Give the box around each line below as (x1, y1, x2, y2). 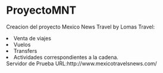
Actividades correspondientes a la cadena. (14, 53, 119, 61)
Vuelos (14, 41, 31, 48)
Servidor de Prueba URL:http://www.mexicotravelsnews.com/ (6, 60, 158, 67)
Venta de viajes (14, 34, 52, 42)
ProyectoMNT (6, 4, 77, 17)
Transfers (14, 47, 37, 54)
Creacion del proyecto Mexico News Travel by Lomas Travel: (6, 23, 155, 30)
